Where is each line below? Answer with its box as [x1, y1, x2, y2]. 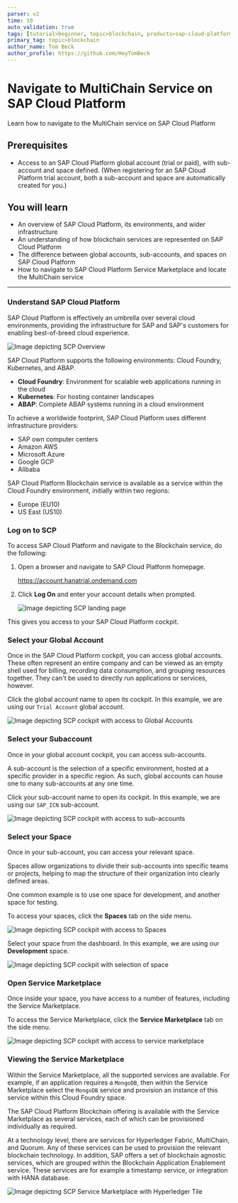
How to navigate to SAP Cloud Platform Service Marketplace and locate [17, 265, 227, 274]
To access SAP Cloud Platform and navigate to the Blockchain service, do [7, 542, 222, 550]
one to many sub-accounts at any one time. [7, 779, 135, 788]
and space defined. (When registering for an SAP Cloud [43, 166, 206, 174]
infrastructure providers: [7, 421, 79, 430]
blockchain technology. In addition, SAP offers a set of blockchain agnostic [7, 1151, 226, 1159]
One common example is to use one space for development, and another [7, 890, 221, 899]
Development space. [7, 946, 69, 955]
